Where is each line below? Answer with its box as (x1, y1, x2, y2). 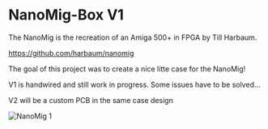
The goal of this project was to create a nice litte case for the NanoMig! (8, 63, 246, 74)
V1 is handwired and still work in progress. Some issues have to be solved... (8, 80, 261, 89)
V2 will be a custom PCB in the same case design (8, 95, 174, 105)
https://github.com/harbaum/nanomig (8, 48, 134, 58)
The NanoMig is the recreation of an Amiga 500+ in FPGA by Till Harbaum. (8, 32, 257, 42)
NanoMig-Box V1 (8, 6, 124, 24)
